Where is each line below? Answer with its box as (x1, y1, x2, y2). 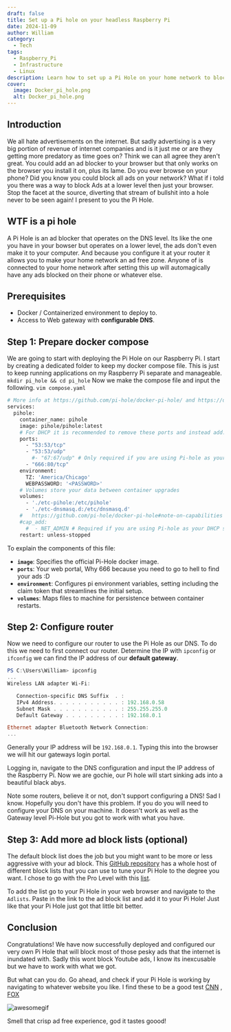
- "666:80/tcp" (25, 461, 69, 468)
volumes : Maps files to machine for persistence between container (16, 594, 204, 602)
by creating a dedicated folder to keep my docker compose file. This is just (7, 362, 219, 370)
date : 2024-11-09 (7, 23, 57, 30)
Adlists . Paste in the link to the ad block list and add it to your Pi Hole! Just (7, 895, 220, 902)
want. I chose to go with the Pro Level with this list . (7, 874, 151, 882)
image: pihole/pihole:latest (19, 422, 103, 429)
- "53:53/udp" (25, 448, 67, 455)
